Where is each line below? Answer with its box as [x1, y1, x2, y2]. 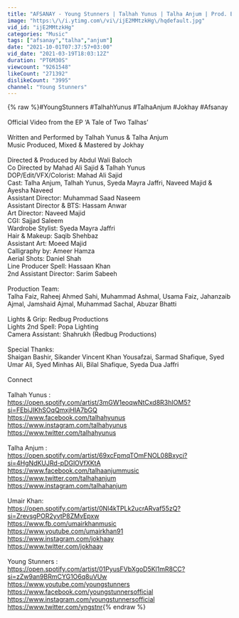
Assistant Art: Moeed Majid [7, 240, 87, 248]
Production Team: [7, 284, 60, 293]
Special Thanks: [7, 345, 55, 354]
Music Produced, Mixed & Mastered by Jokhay [7, 140, 144, 150]
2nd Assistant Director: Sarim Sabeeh [7, 269, 117, 278]
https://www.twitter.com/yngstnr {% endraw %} [7, 603, 146, 612]
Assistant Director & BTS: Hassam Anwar [7, 201, 127, 210]
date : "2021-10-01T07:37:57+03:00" [7, 43, 113, 51]
